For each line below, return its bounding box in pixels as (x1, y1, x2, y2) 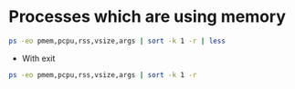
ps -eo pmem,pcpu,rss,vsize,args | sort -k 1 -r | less (8, 36, 226, 45)
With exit (21, 53, 56, 64)
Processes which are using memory (8, 6, 287, 27)
